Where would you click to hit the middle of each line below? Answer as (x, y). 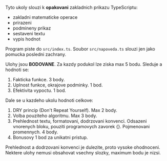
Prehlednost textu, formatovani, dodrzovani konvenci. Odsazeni (80, 121)
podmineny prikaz (32, 28)
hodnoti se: (17, 70)
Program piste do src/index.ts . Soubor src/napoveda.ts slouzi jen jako (80, 49)
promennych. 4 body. (35, 132)
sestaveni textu (29, 33)
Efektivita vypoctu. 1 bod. (39, 90)
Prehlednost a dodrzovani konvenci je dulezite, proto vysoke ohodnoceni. (83, 147)
